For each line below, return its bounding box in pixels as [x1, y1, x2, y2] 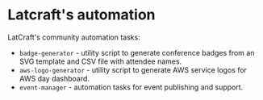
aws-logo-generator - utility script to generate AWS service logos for [19, 65, 248, 74]
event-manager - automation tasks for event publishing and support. [19, 82, 244, 92]
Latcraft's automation [7, 6, 156, 24]
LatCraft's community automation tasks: [7, 32, 140, 42]
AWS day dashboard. [19, 73, 90, 83]
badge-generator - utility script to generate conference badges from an [19, 48, 255, 57]
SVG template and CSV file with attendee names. [19, 56, 182, 66]
